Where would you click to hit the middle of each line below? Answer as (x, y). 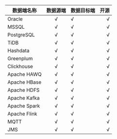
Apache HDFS (24, 90)
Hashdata (18, 51)
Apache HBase (25, 82)
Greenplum (20, 59)
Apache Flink (22, 114)
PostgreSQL (21, 35)
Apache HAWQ (25, 74)
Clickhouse (20, 66)
